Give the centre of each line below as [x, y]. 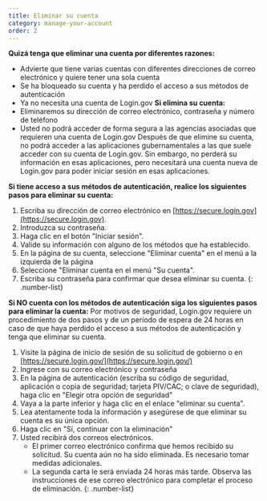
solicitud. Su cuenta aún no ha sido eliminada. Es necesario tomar [141, 455]
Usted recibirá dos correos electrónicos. [87, 438]
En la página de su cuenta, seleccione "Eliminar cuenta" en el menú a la [138, 253]
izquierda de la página [57, 262]
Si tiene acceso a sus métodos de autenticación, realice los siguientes [127, 187]
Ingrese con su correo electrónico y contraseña [99, 370]
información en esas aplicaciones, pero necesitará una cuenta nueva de [139, 163]
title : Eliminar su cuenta [53, 16]
